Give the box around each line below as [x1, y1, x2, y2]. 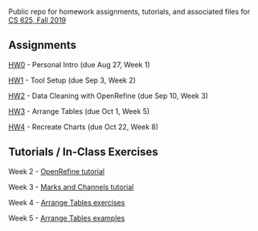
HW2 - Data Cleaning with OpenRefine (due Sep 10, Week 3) [8, 91, 209, 100]
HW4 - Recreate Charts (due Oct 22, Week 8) [8, 122, 159, 132]
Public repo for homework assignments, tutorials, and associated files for [8, 7, 251, 16]
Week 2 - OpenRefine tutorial [8, 166, 105, 176]
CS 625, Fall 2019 [8, 15, 67, 25]
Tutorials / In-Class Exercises [8, 145, 158, 159]
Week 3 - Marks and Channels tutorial [8, 182, 134, 192]
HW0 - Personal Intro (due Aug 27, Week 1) [8, 59, 150, 69]
